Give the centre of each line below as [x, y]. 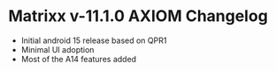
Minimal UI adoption [57, 49]
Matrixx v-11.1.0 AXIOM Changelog [138, 16]
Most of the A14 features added [79, 59]
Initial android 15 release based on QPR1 [94, 40]
